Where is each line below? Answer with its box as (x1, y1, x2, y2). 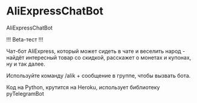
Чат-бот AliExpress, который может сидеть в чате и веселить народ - (6, 47, 186, 55)
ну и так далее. (6, 60, 45, 67)
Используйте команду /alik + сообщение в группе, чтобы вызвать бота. (6, 72, 191, 79)
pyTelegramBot (6, 90, 44, 97)
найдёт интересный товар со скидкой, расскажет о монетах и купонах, (6, 54, 192, 61)
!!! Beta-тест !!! (6, 36, 44, 43)
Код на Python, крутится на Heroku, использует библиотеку (6, 83, 160, 91)
